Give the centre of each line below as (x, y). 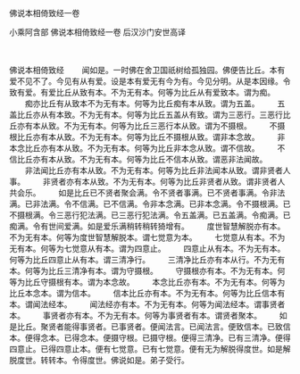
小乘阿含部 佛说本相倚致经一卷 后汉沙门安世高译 (97, 32)
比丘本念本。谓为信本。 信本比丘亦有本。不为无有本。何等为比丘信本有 (147, 293)
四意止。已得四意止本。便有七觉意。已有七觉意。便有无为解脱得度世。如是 (146, 349)
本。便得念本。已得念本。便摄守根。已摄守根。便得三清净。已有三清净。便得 (150, 338)
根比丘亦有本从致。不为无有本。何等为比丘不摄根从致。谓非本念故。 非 (147, 137)
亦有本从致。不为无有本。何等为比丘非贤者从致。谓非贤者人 (175, 182)
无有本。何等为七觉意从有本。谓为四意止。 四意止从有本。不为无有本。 (147, 249)
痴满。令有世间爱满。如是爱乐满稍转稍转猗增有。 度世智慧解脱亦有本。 (147, 226)
